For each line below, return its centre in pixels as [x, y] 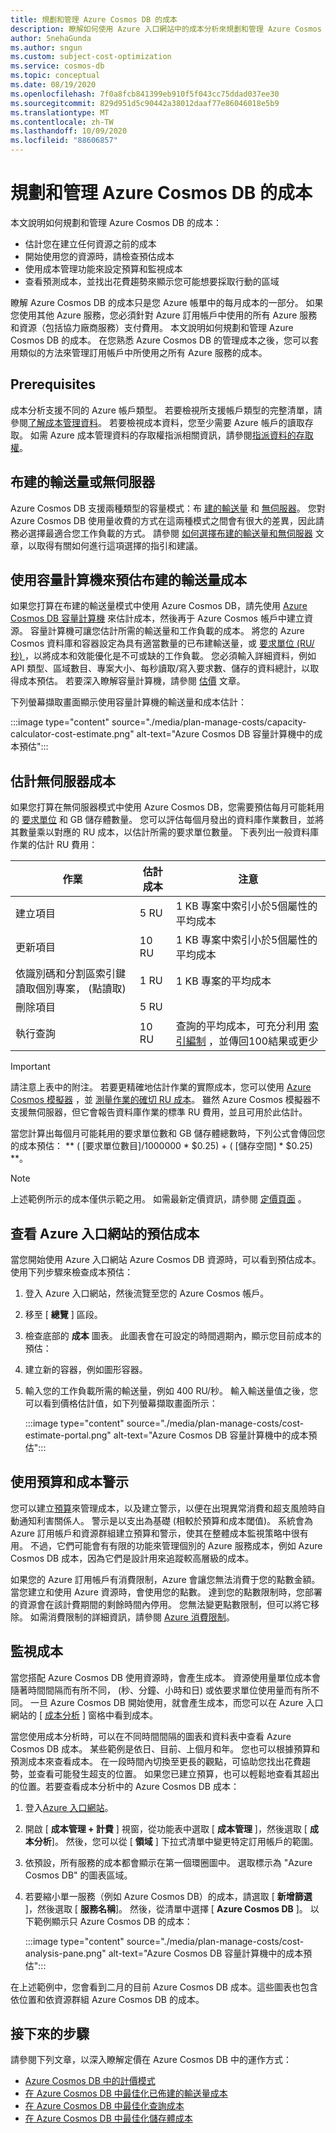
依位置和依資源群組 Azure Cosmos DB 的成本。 [107, 1999]
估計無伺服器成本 [63, 781]
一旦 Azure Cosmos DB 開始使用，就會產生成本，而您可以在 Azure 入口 [176, 1702]
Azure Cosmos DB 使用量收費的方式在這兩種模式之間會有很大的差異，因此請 [167, 520]
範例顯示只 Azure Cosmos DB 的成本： [113, 1921]
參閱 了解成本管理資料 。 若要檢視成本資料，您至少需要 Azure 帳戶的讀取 [157, 422]
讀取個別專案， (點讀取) [71, 989]
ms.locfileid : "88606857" [64, 141]
